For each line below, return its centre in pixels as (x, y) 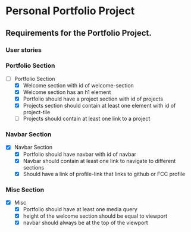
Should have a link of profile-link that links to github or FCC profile (104, 174)
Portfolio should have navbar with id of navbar (80, 154)
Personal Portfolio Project (70, 11)
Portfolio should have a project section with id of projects (93, 99)
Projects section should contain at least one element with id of (99, 106)
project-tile (37, 112)
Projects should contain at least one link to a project (87, 119)
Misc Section (25, 190)
